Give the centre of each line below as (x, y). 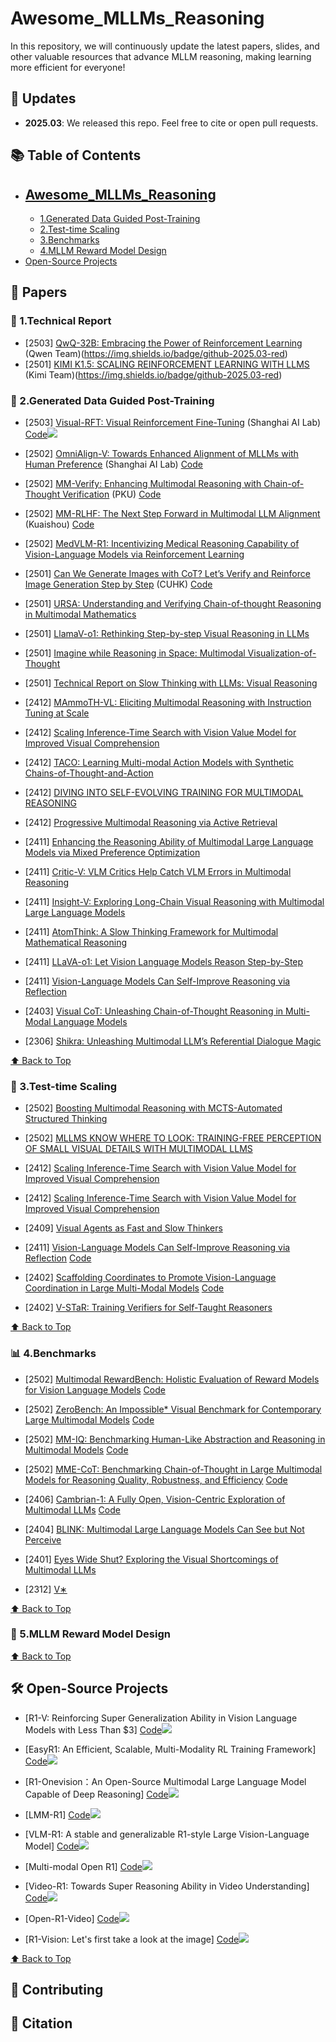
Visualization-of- (282, 653)
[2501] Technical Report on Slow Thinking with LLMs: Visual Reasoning (171, 683)
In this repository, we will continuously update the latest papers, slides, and (165, 46)
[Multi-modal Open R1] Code (83, 1866)
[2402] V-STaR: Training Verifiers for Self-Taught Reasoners (148, 1308)
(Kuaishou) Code (59, 524)
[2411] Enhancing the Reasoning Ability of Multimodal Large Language (169, 841)
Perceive (43, 1539)
